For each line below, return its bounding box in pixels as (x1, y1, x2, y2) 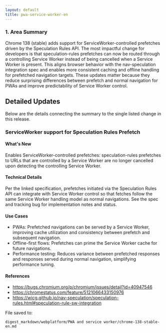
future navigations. (12, 246, 51, 252)
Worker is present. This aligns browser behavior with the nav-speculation (5, 61, 156, 67)
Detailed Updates (5, 97, 60, 106)
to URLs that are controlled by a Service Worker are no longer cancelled (5, 157, 153, 163)
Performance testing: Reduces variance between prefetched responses (12, 251, 160, 257)
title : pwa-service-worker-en (5, 12, 68, 17)
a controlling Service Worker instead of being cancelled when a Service (5, 56, 153, 62)
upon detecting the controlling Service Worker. (5, 163, 101, 169)
